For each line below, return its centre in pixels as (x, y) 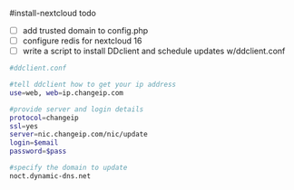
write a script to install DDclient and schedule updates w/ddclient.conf (154, 51)
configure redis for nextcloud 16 (82, 41)
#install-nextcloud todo (53, 13)
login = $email (34, 143)
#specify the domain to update (69, 168)
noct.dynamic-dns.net (50, 176)
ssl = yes (24, 126)
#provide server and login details (77, 109)
